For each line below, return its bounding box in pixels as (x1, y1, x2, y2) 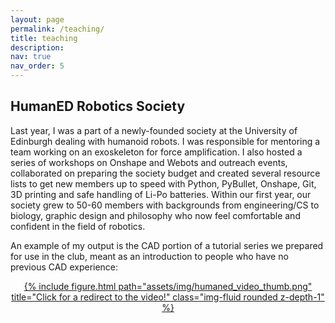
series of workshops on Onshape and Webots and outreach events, (10, 156, 288, 168)
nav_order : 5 (10, 61, 65, 71)
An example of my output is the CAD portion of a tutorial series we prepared (10, 239, 324, 251)
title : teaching (10, 33, 78, 43)
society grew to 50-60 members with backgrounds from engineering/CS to (10, 199, 320, 211)
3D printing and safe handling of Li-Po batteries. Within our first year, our (10, 188, 312, 200)
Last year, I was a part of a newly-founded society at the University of (10, 124, 298, 136)
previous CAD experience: (10, 261, 119, 273)
